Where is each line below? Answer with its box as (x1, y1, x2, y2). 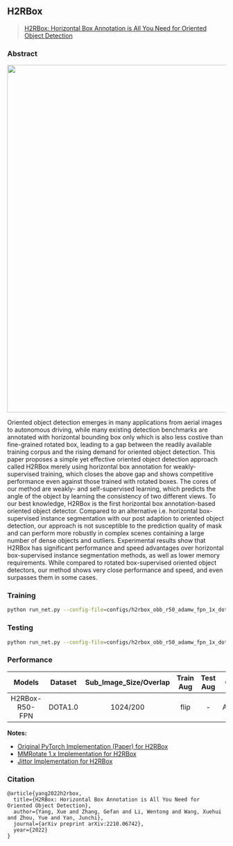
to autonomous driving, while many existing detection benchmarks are (7, 425, 208, 434)
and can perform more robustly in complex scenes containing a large (7, 529, 205, 537)
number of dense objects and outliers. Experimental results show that (7, 537, 206, 545)
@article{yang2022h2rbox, (7, 790, 82, 797)
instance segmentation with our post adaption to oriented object (40, 514, 224, 523)
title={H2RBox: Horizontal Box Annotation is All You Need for (13, 796, 200, 804)
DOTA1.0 (48, 702, 78, 712)
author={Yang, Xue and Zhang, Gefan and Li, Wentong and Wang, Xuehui (13, 808, 222, 815)
